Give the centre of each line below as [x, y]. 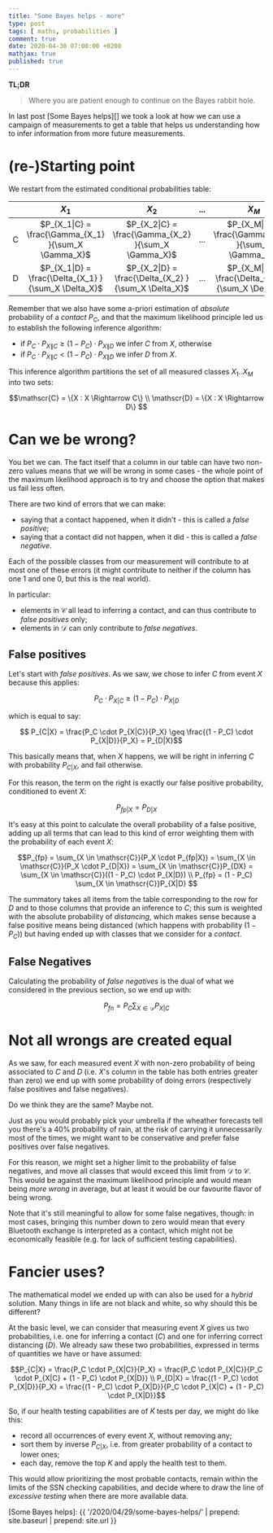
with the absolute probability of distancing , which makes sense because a [132, 917]
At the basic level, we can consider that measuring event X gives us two [129, 1327]
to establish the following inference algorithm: [85, 327]
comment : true [32, 39]
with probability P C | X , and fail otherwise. [76, 766]
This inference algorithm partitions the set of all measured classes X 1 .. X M [131, 373]
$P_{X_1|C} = [66, 224]
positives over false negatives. [59, 1146]
